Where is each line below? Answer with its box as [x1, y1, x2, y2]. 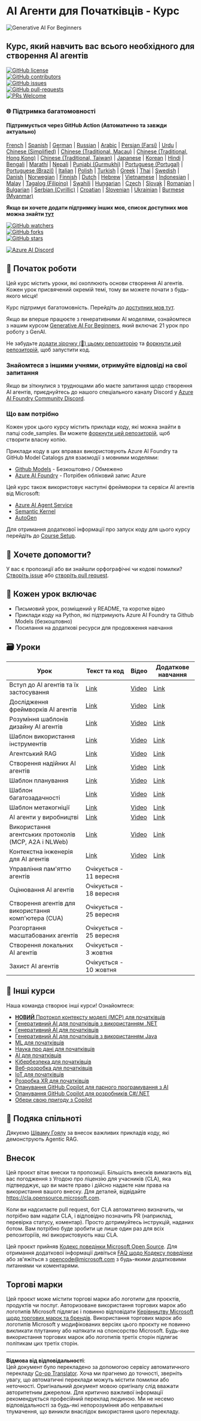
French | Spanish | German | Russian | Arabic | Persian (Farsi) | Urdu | [6, 141, 178, 148]
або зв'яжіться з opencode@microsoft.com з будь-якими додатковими [6, 1256, 187, 1263]
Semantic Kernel [14, 508, 56, 515]
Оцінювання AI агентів [9, 885, 75, 894]
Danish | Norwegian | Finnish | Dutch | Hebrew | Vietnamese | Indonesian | [6, 173, 190, 180]
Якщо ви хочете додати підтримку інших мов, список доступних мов [6, 204, 188, 211]
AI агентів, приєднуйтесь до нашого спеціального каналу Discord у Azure [6, 388, 193, 396]
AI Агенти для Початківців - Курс [6, 4, 179, 18]
